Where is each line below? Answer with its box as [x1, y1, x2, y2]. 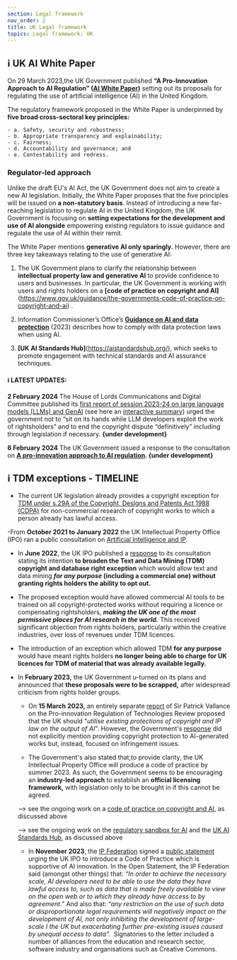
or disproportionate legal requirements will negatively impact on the [28, 908, 226, 916]
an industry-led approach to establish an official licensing [28, 776, 201, 784]
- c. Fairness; [7, 139, 52, 146]
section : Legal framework [7, 10, 83, 18]
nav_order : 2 [7, 17, 46, 24]
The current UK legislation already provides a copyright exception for [17, 492, 219, 500]
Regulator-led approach [7, 167, 91, 177]
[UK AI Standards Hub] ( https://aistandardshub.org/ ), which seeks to [17, 344, 218, 353]
